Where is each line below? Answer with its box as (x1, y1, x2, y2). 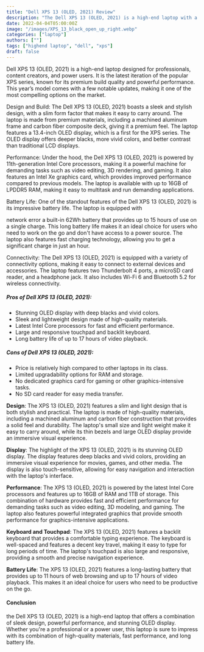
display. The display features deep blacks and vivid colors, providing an (6, 452, 186, 460)
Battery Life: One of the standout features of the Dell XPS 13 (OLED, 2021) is (6, 197, 197, 205)
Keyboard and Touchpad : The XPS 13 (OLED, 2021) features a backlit (6, 528, 181, 535)
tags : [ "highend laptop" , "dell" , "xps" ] (6, 43, 113, 49)
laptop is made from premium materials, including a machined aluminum (6, 116, 188, 123)
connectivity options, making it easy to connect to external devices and (6, 260, 186, 268)
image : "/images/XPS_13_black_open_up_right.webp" (6, 26, 138, 32)
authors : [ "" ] (6, 37, 43, 43)
